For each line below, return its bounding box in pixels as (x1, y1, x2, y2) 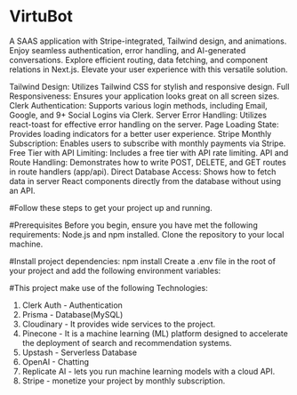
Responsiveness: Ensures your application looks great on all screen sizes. (9, 91, 280, 101)
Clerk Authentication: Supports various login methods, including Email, (9, 100, 269, 110)
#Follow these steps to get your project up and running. (9, 202, 213, 213)
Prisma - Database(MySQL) (21, 309, 124, 319)
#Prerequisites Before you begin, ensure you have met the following (9, 220, 258, 230)
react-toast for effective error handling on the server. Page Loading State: (9, 118, 279, 130)
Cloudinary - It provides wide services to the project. (21, 318, 216, 329)
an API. (9, 185, 36, 196)
